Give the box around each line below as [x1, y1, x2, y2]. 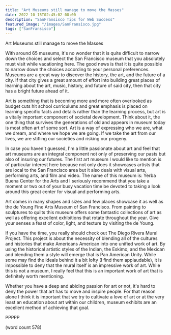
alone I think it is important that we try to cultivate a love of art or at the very [5, 294, 164, 300]
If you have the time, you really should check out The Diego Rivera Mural [5, 230, 158, 236]
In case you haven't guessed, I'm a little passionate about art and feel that [5, 145, 160, 151]
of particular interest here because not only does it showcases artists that [5, 162, 160, 168]
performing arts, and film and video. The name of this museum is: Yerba [5, 172, 156, 178]
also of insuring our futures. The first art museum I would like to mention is [5, 156, 162, 163]
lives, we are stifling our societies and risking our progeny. [5, 136, 128, 142]
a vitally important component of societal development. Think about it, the [5, 114, 160, 120]
